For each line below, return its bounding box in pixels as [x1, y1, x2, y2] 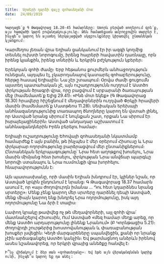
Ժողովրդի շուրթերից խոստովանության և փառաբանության [5, 224, 142, 230]
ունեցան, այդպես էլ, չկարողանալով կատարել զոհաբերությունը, [5, 71, 152, 77]
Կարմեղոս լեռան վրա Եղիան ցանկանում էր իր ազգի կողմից [5, 46, 143, 52]
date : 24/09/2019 [5, 12, 43, 17]
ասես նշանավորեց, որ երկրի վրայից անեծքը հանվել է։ [5, 240, 130, 246]
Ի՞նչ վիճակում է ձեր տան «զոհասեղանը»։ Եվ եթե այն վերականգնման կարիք [5, 250, 152, 255]
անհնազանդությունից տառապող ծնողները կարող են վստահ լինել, [5, 108, 159, 114]
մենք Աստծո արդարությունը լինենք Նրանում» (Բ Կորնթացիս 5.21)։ [5, 220, 156, 225]
